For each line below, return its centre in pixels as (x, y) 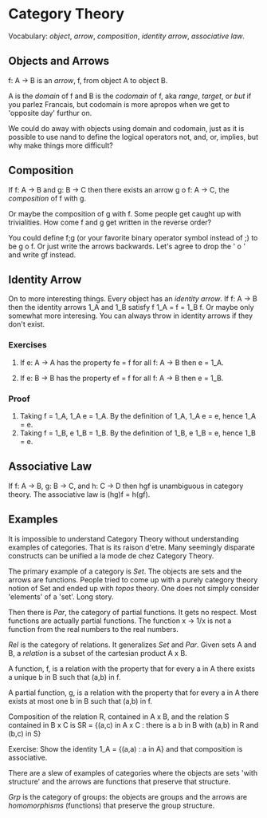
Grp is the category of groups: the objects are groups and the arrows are (128, 796)
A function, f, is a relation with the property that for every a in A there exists (132, 669)
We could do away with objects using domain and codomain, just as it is (126, 128)
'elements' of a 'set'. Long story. (61, 597)
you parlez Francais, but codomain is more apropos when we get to (119, 104)
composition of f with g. (47, 198)
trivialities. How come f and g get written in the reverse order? (110, 222)
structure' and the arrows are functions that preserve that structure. (120, 781)
